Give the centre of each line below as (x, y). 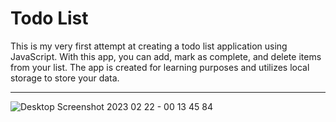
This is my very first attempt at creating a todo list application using (149, 46)
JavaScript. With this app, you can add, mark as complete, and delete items (166, 56)
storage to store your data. (65, 78)
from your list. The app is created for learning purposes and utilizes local (160, 67)
